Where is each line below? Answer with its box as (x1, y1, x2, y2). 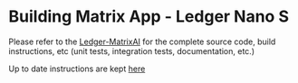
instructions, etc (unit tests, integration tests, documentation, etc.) (8, 45, 255, 56)
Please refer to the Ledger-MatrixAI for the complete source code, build (8, 36, 276, 47)
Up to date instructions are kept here (8, 63, 146, 74)
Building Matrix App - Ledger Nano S (8, 6, 290, 27)
